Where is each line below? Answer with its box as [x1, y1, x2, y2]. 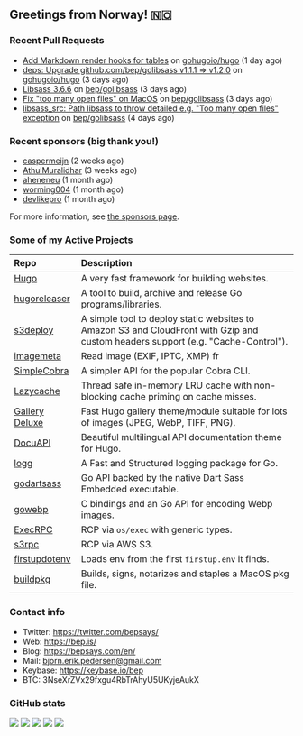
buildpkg [14, 573, 51, 585]
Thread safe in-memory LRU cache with [80, 379, 252, 391]
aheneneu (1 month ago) [22, 174, 114, 185]
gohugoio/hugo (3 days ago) [22, 74, 129, 85]
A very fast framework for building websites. [80, 272, 269, 285]
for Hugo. [80, 442, 122, 455]
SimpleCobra [14, 364, 69, 377]
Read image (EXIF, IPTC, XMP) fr [80, 350, 219, 363]
